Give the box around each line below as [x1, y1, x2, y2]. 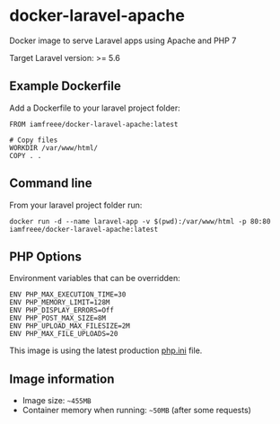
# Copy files [9, 136, 58, 145]
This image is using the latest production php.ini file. [9, 345, 203, 356]
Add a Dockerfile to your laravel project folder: [9, 102, 181, 113]
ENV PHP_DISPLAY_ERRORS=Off [9, 306, 115, 315]
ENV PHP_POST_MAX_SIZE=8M [9, 314, 106, 323]
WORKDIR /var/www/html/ [9, 143, 99, 153]
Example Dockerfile [9, 78, 121, 94]
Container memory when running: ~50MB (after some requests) [22, 405, 251, 416]
